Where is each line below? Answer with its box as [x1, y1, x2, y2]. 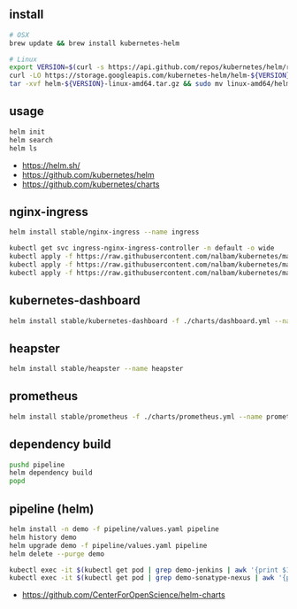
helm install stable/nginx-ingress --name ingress [9, 227, 200, 237]
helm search [9, 135, 53, 144]
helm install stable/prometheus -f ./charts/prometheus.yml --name [9, 412, 263, 421]
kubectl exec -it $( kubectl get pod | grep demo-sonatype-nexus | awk [9, 574, 275, 582]
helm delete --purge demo [9, 549, 104, 559]
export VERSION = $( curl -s [9, 63, 104, 72]
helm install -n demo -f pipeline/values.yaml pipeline [9, 525, 219, 534]
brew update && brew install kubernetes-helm [9, 39, 179, 48]
